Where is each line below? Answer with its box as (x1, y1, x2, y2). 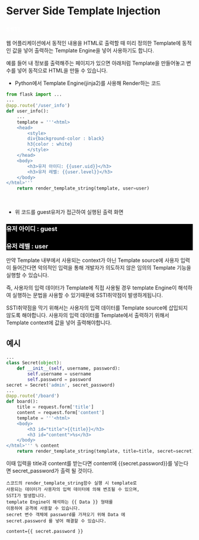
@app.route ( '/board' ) (6, 393, 60, 399)
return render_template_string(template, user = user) (17, 185, 150, 191)
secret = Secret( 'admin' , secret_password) (6, 382, 115, 388)
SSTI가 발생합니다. (6, 493, 47, 499)
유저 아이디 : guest (6, 225, 57, 233)
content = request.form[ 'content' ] (17, 410, 105, 416)
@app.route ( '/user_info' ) (6, 103, 70, 109)
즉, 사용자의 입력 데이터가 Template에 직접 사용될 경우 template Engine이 (6, 284, 177, 292)
